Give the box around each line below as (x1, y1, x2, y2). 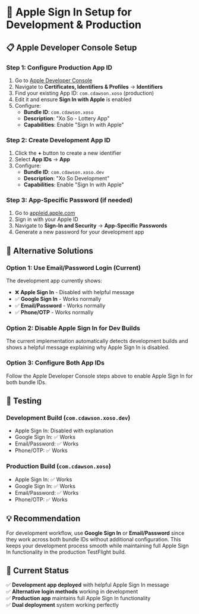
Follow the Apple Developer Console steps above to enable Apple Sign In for (6, 372, 193, 379)
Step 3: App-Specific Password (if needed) (6, 196, 133, 204)
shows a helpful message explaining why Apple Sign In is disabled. (6, 344, 170, 351)
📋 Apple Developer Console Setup (6, 42, 137, 52)
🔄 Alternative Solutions (6, 245, 93, 255)
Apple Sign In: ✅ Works (14, 476, 72, 483)
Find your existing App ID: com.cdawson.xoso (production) (14, 89, 154, 96)
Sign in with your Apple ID (14, 216, 78, 223)
